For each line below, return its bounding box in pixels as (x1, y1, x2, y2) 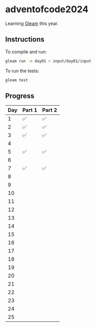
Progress (5, 92, 34, 100)
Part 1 (22, 107, 37, 114)
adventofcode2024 (5, 4, 88, 15)
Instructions (5, 35, 44, 44)
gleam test (5, 77, 28, 82)
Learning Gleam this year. (5, 20, 59, 26)
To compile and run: (5, 48, 47, 54)
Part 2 (42, 107, 57, 114)
